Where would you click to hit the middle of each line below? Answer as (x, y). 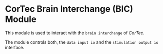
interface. (15, 47)
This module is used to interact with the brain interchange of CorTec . (75, 33)
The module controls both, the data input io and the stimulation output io (82, 42)
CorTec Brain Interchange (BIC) (69, 9)
